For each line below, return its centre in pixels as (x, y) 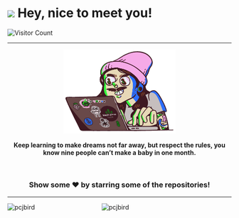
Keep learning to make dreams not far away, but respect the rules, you (119, 145)
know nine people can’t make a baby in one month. (119, 153)
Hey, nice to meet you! (85, 13)
